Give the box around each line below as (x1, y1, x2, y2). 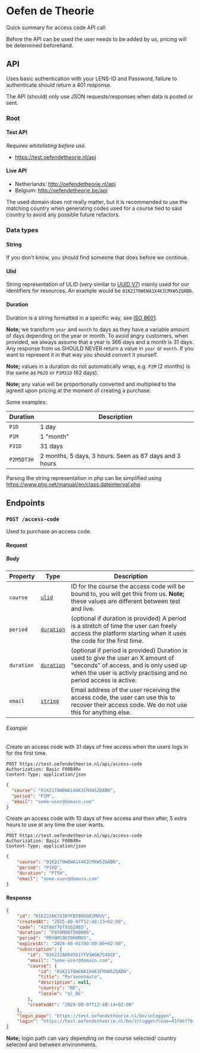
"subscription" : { (17, 946, 62, 952)
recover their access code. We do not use (71, 701, 187, 709)
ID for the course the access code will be (71, 582, 186, 590)
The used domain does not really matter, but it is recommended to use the (6, 199, 187, 206)
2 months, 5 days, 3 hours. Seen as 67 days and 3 (40, 451, 181, 460)
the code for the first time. (71, 636, 144, 645)
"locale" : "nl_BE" (37, 991, 84, 997)
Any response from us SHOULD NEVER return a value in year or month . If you (6, 345, 194, 352)
